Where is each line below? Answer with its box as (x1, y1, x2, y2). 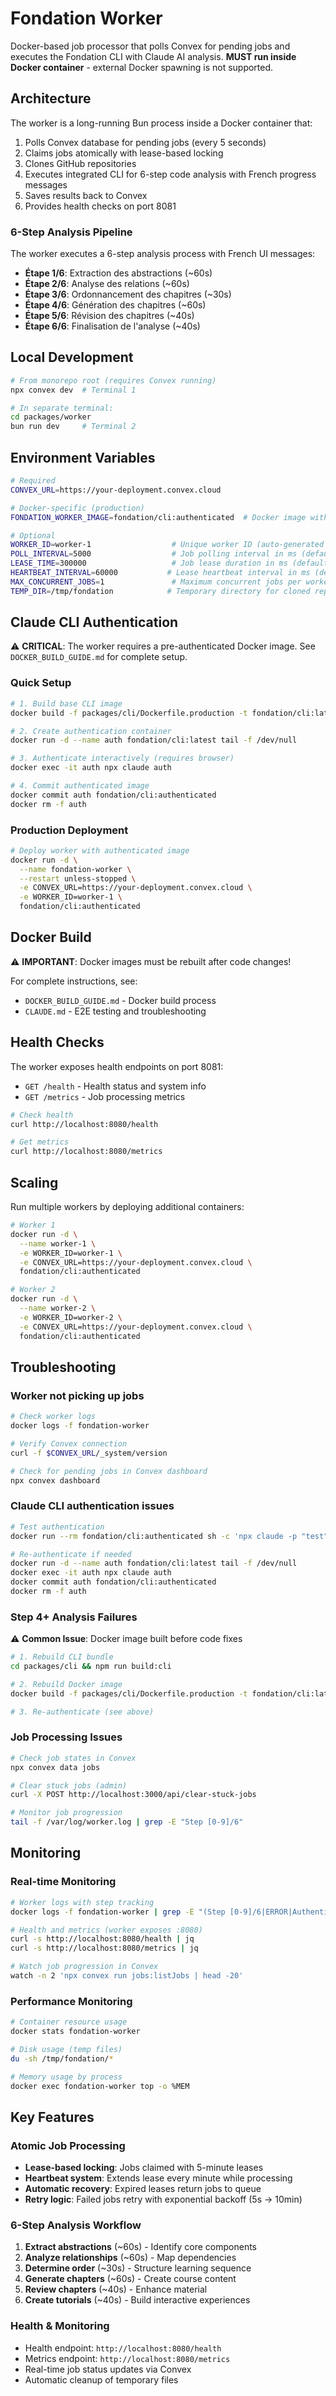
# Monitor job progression (10, 1808, 123, 1818)
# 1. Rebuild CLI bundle (10, 1652, 114, 1662)
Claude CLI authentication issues (10, 1499, 175, 1513)
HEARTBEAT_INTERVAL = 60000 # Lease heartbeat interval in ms (10, 568, 311, 578)
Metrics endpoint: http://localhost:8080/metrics (24, 2352, 231, 2364)
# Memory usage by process (10, 2072, 123, 2082)
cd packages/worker (10, 412, 92, 422)
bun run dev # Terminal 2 (10, 422, 137, 432)
